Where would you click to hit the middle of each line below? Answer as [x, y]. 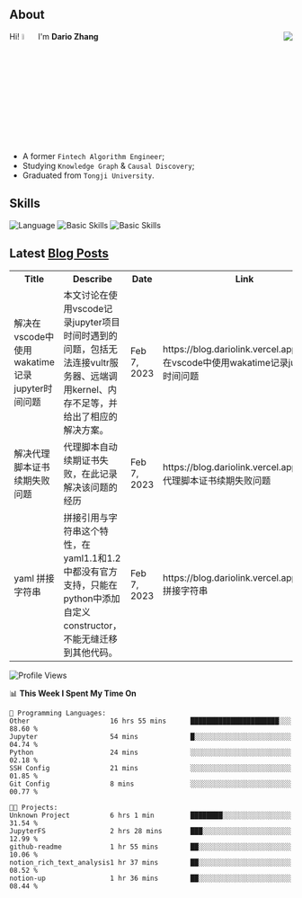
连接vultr [91, 362]
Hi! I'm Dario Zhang [54, 36]
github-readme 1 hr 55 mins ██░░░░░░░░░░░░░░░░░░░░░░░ [151, 847]
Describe [92, 279]
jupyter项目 [96, 322]
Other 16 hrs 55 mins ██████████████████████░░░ [151, 721]
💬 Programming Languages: [58, 713]
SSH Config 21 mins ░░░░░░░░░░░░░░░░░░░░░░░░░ [151, 768]
